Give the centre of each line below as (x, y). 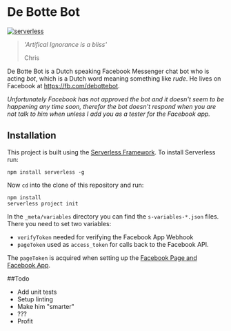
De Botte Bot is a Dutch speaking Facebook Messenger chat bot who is (108, 71)
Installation (32, 136)
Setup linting (35, 299)
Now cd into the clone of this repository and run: (76, 185)
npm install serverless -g (46, 172)
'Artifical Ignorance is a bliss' (66, 44)
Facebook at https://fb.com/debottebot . (63, 86)
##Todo (18, 278)
